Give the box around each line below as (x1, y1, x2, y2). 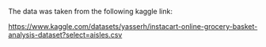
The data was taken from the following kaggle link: (8, 7, 173, 16)
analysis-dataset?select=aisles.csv (8, 31, 123, 39)
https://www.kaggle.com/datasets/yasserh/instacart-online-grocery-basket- (8, 22, 258, 31)
